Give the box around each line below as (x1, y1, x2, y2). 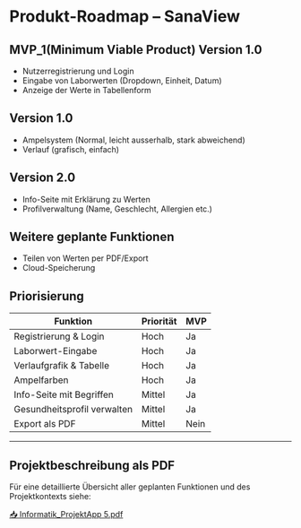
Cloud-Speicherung (21, 263, 96, 273)
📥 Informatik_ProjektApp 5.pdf (9, 509, 124, 520)
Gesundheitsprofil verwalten (13, 403, 133, 416)
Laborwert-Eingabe (13, 345, 98, 358)
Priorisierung (9, 289, 85, 304)
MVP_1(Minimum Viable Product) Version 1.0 (9, 42, 262, 57)
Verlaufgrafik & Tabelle (13, 359, 110, 372)
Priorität (141, 316, 177, 328)
